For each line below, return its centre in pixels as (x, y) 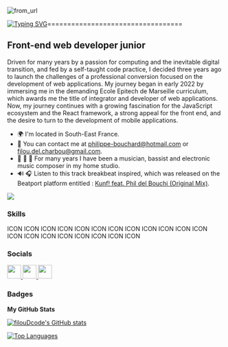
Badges (20, 294)
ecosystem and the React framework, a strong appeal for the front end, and (114, 112)
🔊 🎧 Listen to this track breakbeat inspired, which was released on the (118, 173)
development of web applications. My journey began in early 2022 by (105, 84)
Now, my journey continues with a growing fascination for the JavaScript (110, 106)
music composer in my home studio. (68, 165)
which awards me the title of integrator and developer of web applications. (113, 98)
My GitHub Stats (31, 309)
